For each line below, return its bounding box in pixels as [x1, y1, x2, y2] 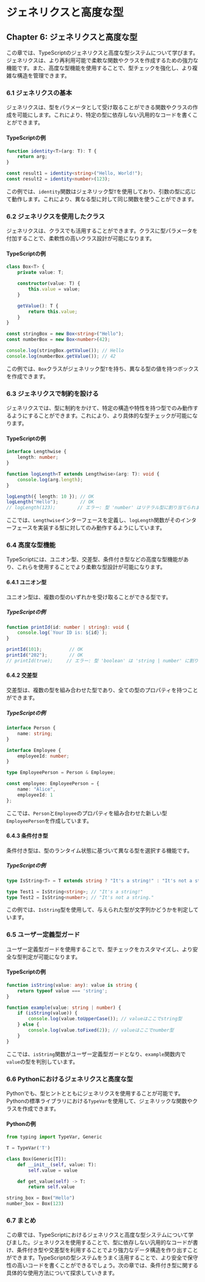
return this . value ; [28, 309, 78, 315]
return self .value [28, 1184, 75, 1190]
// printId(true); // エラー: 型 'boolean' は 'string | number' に [6, 657, 190, 664]
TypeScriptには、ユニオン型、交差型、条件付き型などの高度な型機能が [6, 556, 184, 563]
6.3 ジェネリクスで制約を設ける [6, 389, 99, 398]
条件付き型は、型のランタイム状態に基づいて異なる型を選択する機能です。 [6, 847, 193, 854]
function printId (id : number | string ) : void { [6, 624, 130, 630]
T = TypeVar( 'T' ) [6, 1145, 51, 1151]
